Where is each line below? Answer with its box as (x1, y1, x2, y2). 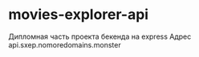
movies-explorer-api (8, 6, 149, 24)
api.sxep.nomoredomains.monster (8, 40, 122, 49)
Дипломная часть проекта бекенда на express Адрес (8, 32, 192, 41)
